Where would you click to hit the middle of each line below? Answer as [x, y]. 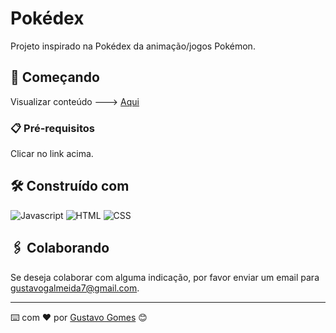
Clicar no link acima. [52, 154]
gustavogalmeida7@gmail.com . [75, 288]
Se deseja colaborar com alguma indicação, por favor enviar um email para [165, 277]
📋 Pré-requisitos [52, 128]
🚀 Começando [55, 77]
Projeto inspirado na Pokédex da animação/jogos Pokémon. [133, 46]
